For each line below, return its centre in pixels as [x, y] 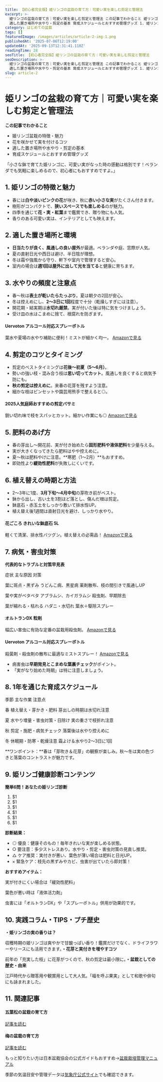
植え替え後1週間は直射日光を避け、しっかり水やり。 [64, 511]
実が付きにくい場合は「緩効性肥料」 [41, 882]
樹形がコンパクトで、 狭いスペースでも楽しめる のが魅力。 [69, 206]
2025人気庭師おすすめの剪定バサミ [40, 403]
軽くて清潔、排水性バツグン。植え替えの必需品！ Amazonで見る [69, 535]
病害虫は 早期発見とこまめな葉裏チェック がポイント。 [65, 664]
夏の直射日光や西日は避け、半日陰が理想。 [55, 254]
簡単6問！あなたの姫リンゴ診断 [36, 787]
